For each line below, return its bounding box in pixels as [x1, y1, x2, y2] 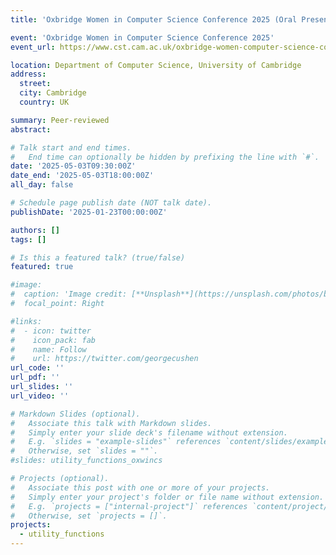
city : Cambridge [19, 88, 87, 98]
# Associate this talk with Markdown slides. [10, 418, 213, 428]
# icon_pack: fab [10, 335, 97, 345]
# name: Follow [10, 344, 87, 355]
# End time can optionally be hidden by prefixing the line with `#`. [10, 152, 320, 162]
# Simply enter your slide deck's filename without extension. [10, 427, 288, 438]
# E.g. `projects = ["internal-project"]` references [10, 501, 248, 511]
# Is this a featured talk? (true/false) [10, 252, 186, 263]
